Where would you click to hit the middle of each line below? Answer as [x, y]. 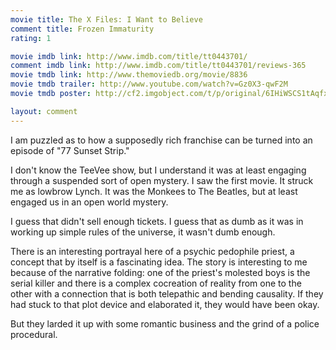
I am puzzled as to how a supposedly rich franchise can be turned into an [161, 140]
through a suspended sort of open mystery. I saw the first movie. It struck [162, 180]
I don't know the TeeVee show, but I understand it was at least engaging [158, 170]
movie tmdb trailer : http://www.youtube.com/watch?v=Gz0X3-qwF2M [149, 84]
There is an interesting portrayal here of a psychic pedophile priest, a [152, 251]
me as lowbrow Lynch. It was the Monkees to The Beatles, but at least [154, 191]
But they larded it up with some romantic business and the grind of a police [165, 323]
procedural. [34, 334]
